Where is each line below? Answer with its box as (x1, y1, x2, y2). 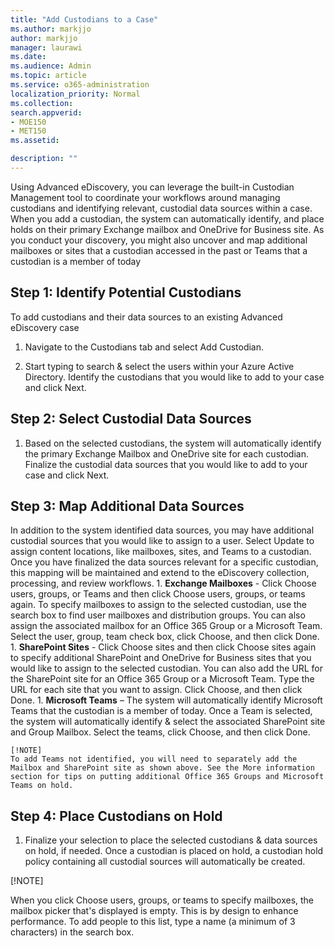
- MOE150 (10, 117, 47, 127)
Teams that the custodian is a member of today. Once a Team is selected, (10, 705, 313, 717)
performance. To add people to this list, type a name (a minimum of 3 (10, 916, 296, 928)
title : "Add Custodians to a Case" (10, 14, 159, 25)
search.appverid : (10, 107, 83, 118)
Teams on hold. (10, 781, 74, 791)
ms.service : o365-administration (10, 80, 150, 90)
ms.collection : (10, 98, 74, 108)
